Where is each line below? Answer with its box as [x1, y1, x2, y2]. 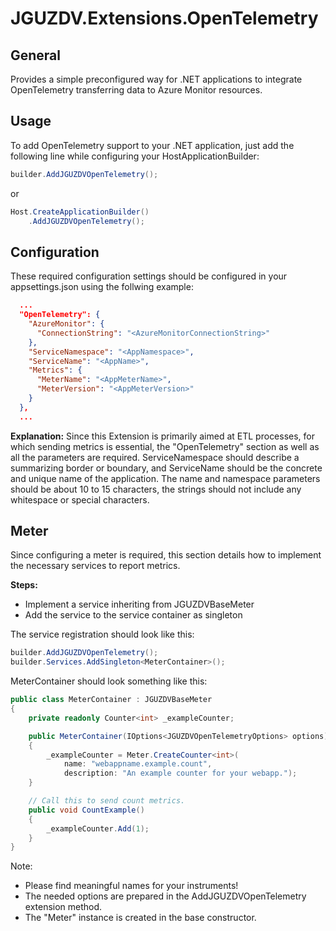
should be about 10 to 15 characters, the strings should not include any [10, 483, 302, 495]
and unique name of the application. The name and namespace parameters [10, 472, 321, 484]
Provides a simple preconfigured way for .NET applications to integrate [10, 73, 303, 85]
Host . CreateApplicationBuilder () [10, 207, 150, 217]
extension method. [24, 901, 103, 913]
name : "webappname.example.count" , [63, 759, 213, 769]
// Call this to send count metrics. [28, 796, 186, 806]
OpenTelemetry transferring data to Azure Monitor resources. [10, 84, 263, 96]
